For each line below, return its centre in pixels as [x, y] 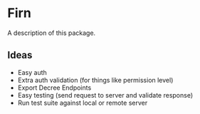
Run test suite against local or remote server [83, 103]
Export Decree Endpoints [54, 88]
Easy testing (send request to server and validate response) [105, 95]
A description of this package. [52, 33]
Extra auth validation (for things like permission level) [95, 80]
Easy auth [32, 72]
